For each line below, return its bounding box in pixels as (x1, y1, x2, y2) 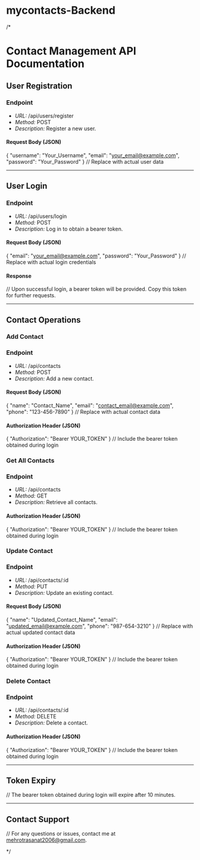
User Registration (6, 81, 73, 91)
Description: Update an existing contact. (14, 589, 114, 596)
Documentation (6, 57, 85, 70)
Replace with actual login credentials (6, 258, 96, 266)
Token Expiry (6, 775, 56, 785)
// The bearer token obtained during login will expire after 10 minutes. (6, 791, 176, 798)
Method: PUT (14, 583, 48, 590)
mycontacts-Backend (6, 4, 116, 17)
